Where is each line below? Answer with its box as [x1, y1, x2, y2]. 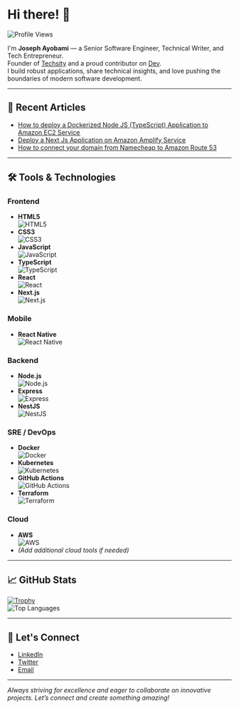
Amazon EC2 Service [17, 128, 80, 136]
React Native [17, 330, 57, 338]
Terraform [17, 489, 49, 498]
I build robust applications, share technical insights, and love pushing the [7, 66, 221, 75]
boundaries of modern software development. [7, 74, 142, 83]
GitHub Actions [17, 474, 65, 482]
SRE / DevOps [7, 427, 56, 437]
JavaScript [17, 243, 51, 252]
